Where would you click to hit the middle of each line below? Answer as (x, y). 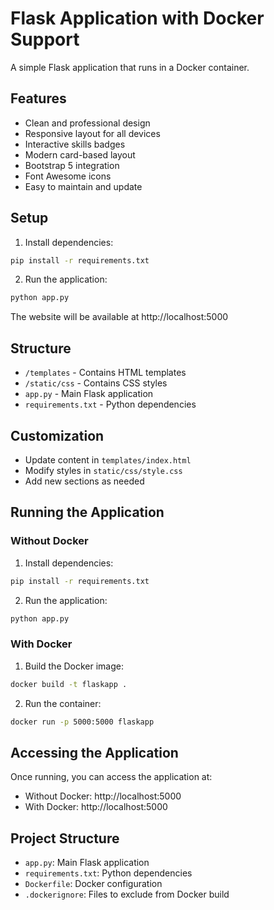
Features (38, 98)
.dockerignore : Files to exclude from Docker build (127, 894)
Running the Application (87, 512)
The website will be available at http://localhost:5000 (119, 317)
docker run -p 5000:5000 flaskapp (82, 722)
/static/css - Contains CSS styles (96, 383)
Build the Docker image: (74, 666)
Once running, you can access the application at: (111, 777)
